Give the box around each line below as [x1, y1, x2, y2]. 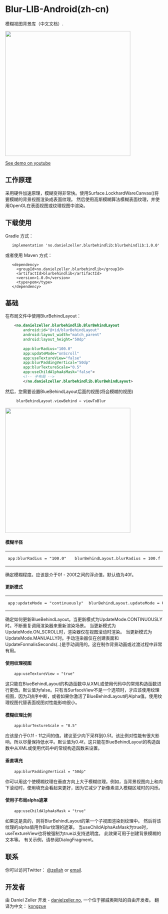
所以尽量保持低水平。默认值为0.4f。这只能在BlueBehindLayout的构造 [13, 739, 156, 745]
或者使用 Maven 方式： [5, 252, 52, 258]
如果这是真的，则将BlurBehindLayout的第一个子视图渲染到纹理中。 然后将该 [5, 817, 161, 823]
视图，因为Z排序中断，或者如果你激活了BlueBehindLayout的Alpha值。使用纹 [5, 693, 162, 699]
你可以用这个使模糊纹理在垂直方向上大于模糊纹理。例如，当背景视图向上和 [5, 778, 158, 784]
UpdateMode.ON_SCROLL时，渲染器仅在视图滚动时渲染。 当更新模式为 [5, 629, 152, 635]
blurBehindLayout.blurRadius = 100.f [74, 555, 160, 561]
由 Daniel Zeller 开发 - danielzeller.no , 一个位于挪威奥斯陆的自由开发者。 [5, 897, 153, 903]
